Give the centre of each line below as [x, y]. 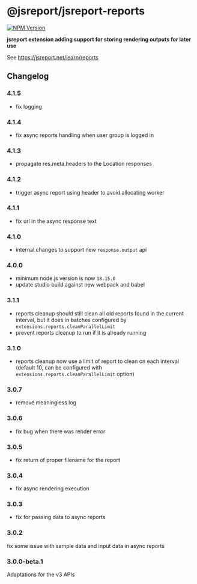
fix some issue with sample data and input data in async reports [86, 546]
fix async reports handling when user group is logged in [85, 135]
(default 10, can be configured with [59, 367]
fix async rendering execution [52, 488]
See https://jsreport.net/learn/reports [53, 57]
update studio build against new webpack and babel [80, 285]
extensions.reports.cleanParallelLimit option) [75, 374]
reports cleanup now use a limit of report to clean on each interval [97, 361]
